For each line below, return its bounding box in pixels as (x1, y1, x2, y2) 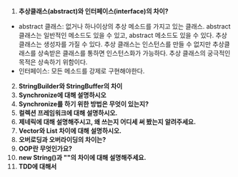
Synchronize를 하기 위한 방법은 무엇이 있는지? (18, 100, 149, 108)
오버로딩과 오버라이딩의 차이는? (18, 136, 106, 143)
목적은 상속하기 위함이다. (18, 58, 88, 66)
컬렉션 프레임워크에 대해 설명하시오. (18, 108, 118, 117)
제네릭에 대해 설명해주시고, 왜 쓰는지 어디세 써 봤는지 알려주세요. (18, 118, 196, 126)
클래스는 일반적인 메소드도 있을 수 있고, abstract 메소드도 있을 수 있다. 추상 (18, 31, 227, 39)
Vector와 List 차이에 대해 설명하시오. (18, 126, 122, 135)
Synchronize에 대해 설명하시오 (18, 91, 106, 99)
